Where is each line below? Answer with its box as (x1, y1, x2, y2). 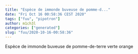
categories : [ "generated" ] (5, 26, 60, 30)
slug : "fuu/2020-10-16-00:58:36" (5, 30, 73, 35)
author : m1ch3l (5, 21, 36, 26)
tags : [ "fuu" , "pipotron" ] (5, 16, 60, 21)
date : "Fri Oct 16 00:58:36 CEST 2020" (5, 12, 87, 17)
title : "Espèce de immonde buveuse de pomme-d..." (5, 7, 111, 12)
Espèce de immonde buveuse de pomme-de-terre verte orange (5, 44, 134, 49)
